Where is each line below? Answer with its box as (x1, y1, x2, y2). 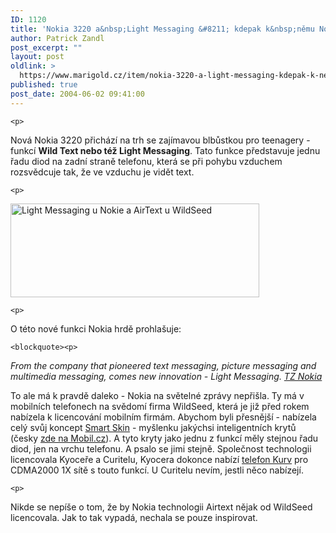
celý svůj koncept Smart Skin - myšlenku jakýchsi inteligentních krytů (10, 421, 297, 433)
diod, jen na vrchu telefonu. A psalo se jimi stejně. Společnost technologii (10, 442, 312, 455)
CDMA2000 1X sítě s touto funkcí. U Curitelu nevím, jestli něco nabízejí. (10, 464, 304, 476)
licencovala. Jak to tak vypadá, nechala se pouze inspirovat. (10, 511, 258, 523)
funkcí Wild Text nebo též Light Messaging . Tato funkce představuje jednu (10, 144, 321, 156)
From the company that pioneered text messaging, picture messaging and (10, 359, 317, 371)
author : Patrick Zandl (10, 33, 105, 43)
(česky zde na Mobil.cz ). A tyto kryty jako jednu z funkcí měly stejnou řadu (10, 432, 319, 444)
